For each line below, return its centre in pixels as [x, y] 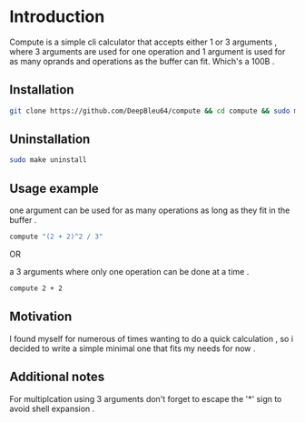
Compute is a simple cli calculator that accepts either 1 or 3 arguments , [143, 42]
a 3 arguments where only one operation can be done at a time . [129, 272]
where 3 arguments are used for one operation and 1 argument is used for [148, 51]
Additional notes [57, 377]
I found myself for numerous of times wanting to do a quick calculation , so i [151, 338]
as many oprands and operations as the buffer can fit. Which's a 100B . [142, 61]
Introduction [57, 17]
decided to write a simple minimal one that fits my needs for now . [133, 348]
